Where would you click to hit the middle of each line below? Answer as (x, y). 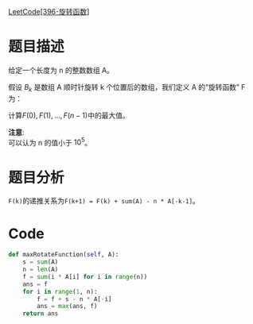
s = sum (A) (41, 262)
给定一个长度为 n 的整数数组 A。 (61, 70)
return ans (41, 314)
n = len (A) (41, 270)
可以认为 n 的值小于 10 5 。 (50, 141)
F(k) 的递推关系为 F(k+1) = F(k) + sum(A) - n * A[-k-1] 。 (104, 201)
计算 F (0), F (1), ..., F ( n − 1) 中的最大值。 (69, 115)
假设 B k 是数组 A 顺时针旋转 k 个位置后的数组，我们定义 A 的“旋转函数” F (127, 88)
